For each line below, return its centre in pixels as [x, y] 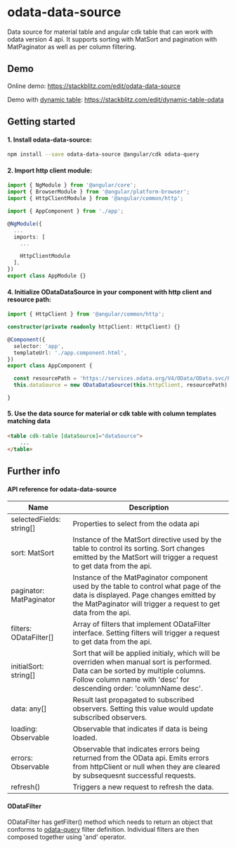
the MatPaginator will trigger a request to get [146, 604]
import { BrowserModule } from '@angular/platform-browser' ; [99, 192]
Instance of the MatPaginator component [140, 578]
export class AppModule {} [47, 276]
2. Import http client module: [50, 170]
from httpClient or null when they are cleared [146, 767]
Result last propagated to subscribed [133, 700]
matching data [29, 421]
